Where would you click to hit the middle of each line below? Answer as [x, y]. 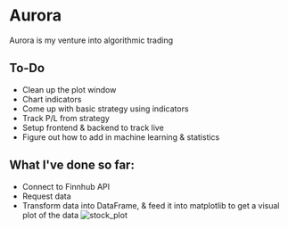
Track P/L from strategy [66, 118]
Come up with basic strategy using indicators [105, 109]
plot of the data [50, 215]
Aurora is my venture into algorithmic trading [91, 40]
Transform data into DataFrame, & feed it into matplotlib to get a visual [151, 205]
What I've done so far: [72, 165]
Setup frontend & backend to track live [93, 127]
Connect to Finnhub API [66, 186]
